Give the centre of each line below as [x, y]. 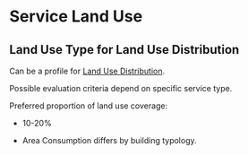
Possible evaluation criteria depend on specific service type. [121, 88]
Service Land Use [76, 17]
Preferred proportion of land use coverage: [89, 106]
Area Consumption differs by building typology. [109, 140]
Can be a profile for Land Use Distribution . [87, 71]
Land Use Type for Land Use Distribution [124, 50]
